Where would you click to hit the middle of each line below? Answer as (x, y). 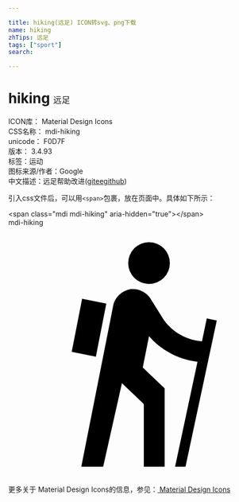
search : (21, 53)
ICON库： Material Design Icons (60, 122)
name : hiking (30, 30)
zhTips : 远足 (29, 37)
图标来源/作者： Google (46, 171)
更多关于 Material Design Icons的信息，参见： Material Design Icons (119, 489)
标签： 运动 (26, 161)
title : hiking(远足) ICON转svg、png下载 (72, 22)
